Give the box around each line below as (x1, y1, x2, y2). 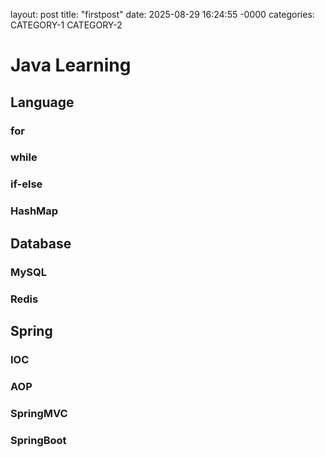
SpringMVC (10, 406, 68, 420)
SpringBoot (10, 433, 67, 447)
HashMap (10, 204, 59, 218)
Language (10, 94, 75, 111)
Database (10, 235, 72, 252)
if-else (10, 177, 43, 191)
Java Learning (10, 54, 132, 77)
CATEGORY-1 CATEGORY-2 (10, 19, 123, 31)
